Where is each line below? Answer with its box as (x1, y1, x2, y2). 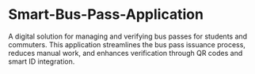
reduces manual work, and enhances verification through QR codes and (8, 48, 243, 57)
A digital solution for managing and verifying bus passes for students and (8, 31, 248, 41)
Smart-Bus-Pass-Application (8, 6, 204, 24)
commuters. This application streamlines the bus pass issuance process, (8, 39, 245, 49)
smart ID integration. (8, 57, 75, 66)
